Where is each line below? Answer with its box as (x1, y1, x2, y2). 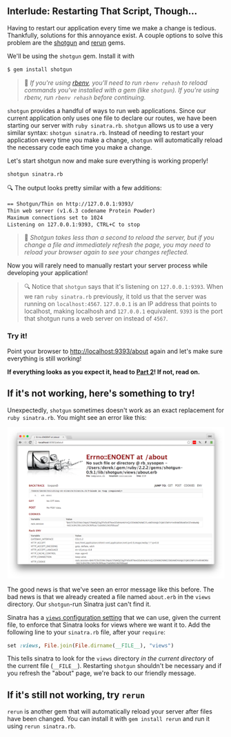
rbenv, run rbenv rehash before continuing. (23, 93, 146, 101)
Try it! (7, 331, 28, 341)
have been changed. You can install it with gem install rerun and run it (7, 715, 210, 723)
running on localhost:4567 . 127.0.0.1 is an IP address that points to (23, 299, 217, 307)
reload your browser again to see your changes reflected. (23, 248, 189, 256)
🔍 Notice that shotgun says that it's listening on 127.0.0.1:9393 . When (23, 282, 224, 290)
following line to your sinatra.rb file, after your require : (7, 627, 165, 636)
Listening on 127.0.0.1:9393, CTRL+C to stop (7, 221, 140, 228)
